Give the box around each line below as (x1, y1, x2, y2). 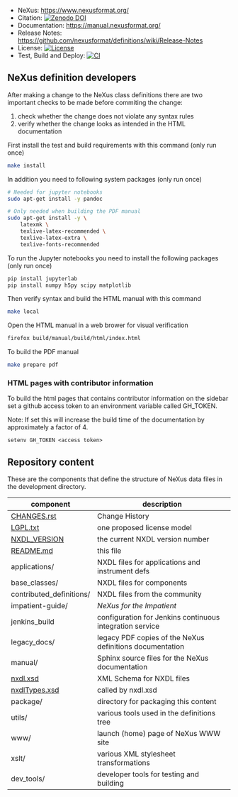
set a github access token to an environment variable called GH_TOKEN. (7, 402, 218, 410)
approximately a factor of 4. (7, 423, 89, 432)
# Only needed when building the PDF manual (7, 208, 141, 215)
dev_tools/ (11, 774, 45, 784)
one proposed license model (96, 523, 193, 533)
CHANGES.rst (11, 511, 57, 521)
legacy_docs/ (11, 637, 55, 647)
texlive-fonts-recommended (20, 241, 100, 248)
